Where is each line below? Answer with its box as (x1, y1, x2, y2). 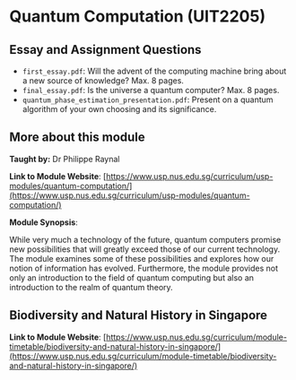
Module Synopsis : (9, 217, 78, 228)
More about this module (9, 130, 145, 145)
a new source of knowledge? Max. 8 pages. (22, 75, 184, 86)
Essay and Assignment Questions (9, 42, 202, 57)
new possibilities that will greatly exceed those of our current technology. (9, 244, 281, 255)
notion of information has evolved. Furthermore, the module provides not (9, 263, 279, 273)
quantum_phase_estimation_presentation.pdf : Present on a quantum (22, 94, 274, 105)
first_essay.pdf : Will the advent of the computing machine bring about (22, 65, 287, 76)
